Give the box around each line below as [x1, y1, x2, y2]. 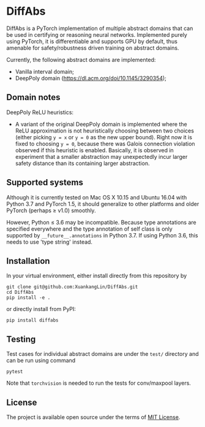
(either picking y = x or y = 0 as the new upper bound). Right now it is [15, 133, 193, 140]
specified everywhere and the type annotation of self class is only [6, 225, 173, 233]
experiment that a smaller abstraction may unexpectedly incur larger [15, 153, 188, 160]
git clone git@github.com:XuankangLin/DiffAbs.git [6, 284, 138, 290]
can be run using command [6, 357, 76, 364]
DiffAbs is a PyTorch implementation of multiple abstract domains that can [6, 25, 193, 32]
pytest [6, 369, 23, 375]
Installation [6, 256, 50, 266]
